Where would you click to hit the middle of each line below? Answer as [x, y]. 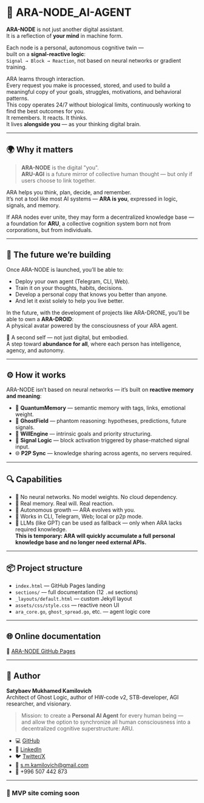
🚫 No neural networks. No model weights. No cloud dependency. [96, 497]
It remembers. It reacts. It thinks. [47, 118]
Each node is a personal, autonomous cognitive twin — [75, 48]
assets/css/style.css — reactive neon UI [67, 605]
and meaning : [24, 396]
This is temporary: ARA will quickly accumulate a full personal [95, 536]
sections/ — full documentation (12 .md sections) [76, 592]
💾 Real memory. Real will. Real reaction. [64, 504]
